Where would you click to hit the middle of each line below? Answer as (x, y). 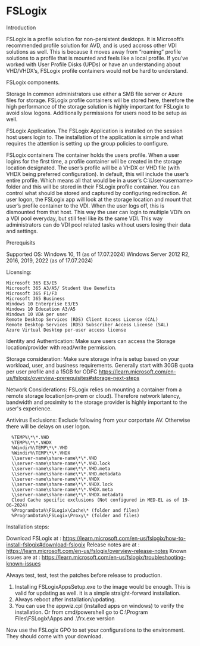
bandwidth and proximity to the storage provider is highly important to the (97, 402)
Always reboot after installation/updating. (65, 599)
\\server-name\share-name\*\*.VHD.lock (61, 463)
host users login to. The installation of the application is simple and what (95, 137)
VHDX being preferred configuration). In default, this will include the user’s (98, 174)
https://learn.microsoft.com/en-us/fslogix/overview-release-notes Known (96, 551)
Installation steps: (28, 527)
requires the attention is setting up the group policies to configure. (87, 143)
